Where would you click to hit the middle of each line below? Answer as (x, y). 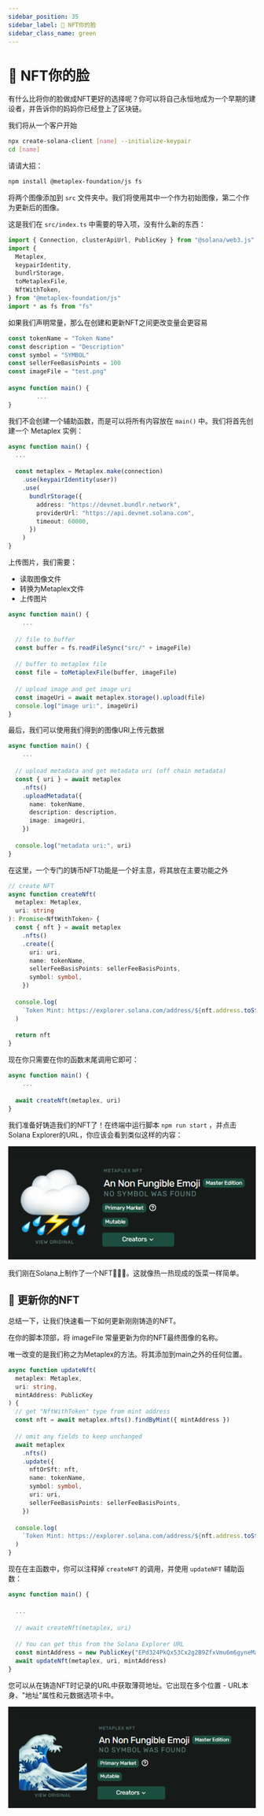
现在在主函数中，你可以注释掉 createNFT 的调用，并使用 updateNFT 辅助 (123, 1569)
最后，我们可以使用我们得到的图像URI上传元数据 (86, 730)
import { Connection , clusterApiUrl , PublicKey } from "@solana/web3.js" (132, 240)
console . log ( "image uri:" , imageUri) (77, 706)
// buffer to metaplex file (61, 664)
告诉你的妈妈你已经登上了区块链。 (90, 109)
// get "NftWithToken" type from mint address (93, 1412)
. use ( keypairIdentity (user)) (70, 480)
